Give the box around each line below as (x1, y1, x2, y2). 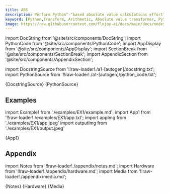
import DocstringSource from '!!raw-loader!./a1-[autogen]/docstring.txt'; (5, 66, 155, 72)
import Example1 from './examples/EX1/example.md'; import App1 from (5, 109, 151, 116)
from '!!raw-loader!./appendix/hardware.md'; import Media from (5, 168, 138, 174)
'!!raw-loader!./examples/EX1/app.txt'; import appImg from (5, 115, 127, 121)
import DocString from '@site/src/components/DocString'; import (5, 35, 141, 41)
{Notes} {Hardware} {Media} (5, 183, 64, 189)
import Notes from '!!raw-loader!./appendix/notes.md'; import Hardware (5, 163, 154, 169)
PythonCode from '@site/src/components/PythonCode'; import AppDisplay (5, 41, 161, 47)
